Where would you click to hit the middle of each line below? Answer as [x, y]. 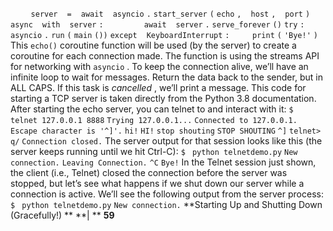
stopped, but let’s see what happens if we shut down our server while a [157, 183]
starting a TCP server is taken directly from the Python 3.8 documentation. [163, 98]
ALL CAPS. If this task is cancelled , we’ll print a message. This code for [158, 87]
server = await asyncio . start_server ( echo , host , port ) [170, 14]
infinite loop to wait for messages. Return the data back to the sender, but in [166, 77]
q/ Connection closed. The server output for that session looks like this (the [166, 141]
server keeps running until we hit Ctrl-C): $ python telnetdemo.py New [154, 151]
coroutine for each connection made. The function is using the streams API [165, 56]
